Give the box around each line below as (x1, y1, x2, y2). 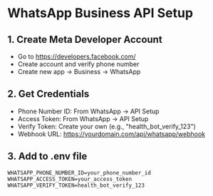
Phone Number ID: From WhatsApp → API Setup (17, 107, 160, 115)
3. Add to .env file (7, 150, 88, 163)
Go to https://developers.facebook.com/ (17, 52, 137, 61)
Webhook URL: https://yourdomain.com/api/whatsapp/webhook (17, 130, 205, 138)
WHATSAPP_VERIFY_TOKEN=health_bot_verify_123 (7, 182, 145, 189)
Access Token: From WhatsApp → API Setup (17, 114, 149, 123)
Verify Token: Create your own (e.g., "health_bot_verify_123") (17, 122, 196, 130)
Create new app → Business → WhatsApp (17, 68, 141, 76)
